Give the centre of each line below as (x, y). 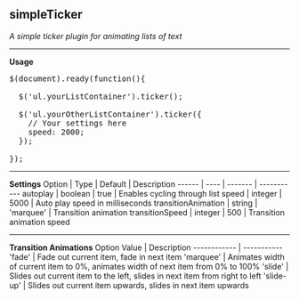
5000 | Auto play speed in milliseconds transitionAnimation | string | (133, 203)
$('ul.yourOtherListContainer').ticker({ (110, 114)
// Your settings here (77, 123)
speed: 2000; (56, 132)
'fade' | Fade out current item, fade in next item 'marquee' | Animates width (147, 256)
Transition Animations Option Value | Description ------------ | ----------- (146, 247)
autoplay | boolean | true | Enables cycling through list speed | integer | (152, 193)
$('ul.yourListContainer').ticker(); (101, 96)
